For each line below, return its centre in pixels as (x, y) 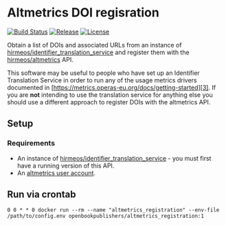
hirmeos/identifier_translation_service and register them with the (99, 52)
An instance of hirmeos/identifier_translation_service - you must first (114, 158)
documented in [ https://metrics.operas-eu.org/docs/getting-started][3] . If (112, 87)
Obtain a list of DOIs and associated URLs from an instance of (94, 45)
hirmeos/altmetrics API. (40, 59)
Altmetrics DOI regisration (83, 13)
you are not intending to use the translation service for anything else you (110, 95)
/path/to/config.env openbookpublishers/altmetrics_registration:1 (106, 216)
